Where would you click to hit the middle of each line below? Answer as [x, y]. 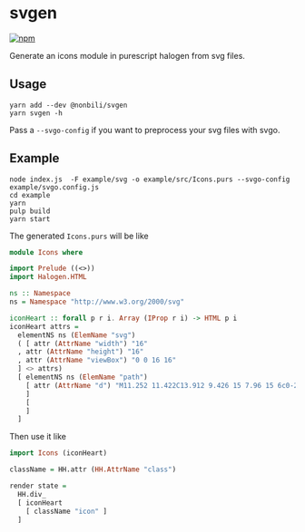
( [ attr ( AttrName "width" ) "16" [83, 343]
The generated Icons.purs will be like [79, 236]
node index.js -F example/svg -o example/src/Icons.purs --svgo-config [150, 179]
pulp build [30, 211]
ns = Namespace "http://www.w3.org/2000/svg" [97, 302]
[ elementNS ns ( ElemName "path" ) [83, 377]
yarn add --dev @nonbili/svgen [69, 105]
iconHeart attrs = [44, 326]
